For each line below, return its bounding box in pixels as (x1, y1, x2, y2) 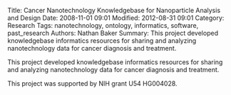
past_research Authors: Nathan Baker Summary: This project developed (7, 29, 219, 37)
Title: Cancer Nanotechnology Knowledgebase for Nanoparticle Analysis (7, 6, 221, 14)
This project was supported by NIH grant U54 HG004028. (7, 79, 178, 88)
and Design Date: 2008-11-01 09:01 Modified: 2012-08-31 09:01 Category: (7, 14, 225, 22)
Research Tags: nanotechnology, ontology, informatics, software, (7, 21, 199, 29)
